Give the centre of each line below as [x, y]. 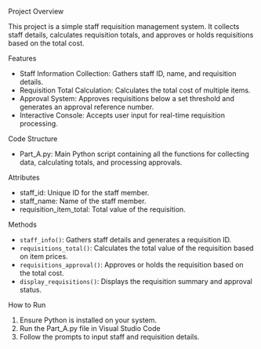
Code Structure [33, 139]
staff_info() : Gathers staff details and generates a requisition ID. [125, 240]
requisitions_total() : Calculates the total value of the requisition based [136, 248]
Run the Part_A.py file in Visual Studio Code [90, 328]
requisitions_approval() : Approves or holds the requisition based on [132, 265]
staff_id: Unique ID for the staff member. [84, 193]
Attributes [24, 177]
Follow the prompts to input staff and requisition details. [109, 337]
